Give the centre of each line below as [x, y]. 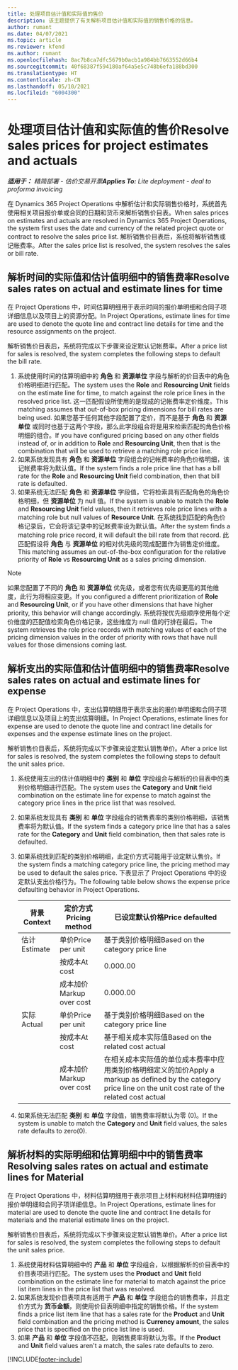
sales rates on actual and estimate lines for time [115, 289]
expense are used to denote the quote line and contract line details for [110, 726]
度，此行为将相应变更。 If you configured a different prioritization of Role [113, 596]
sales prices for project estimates [108, 146]
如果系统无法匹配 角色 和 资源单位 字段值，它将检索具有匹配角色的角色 [120, 492]
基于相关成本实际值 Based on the [158, 1037]
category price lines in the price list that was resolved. [97, 803]
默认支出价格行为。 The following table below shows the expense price [127, 881]
